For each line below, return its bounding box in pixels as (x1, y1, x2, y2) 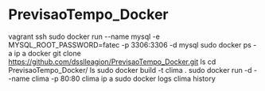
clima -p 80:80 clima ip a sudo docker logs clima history (31, 74, 216, 83)
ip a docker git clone (14, 48, 81, 58)
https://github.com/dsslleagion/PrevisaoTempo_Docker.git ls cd (8, 57, 216, 66)
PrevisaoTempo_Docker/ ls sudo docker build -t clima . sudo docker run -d (8, 65, 252, 74)
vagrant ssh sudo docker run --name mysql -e (8, 32, 161, 41)
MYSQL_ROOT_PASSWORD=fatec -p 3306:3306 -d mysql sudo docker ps (8, 40, 252, 49)
